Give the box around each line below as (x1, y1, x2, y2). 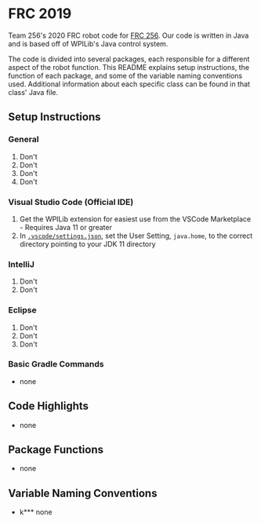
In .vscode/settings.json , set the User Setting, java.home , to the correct (19, 231, 253, 240)
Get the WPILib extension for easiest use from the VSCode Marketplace (19, 214, 252, 224)
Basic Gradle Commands (8, 359, 104, 370)
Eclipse (8, 305, 37, 316)
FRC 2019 (8, 5, 72, 23)
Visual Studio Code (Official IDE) (8, 196, 134, 207)
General (8, 134, 39, 145)
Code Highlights (8, 400, 89, 413)
